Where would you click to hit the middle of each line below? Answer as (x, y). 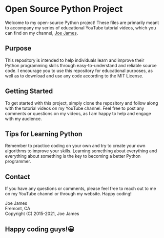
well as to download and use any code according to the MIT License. (74, 76)
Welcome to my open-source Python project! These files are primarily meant (82, 23)
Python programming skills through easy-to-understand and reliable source (81, 65)
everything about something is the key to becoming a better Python (73, 156)
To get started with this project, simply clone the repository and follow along (82, 103)
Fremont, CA (18, 209)
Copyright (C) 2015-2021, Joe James (42, 214)
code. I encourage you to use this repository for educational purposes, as (79, 71)
